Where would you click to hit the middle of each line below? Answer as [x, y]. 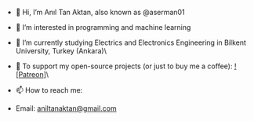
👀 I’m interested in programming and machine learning [103, 27]
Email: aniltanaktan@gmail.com [66, 108]
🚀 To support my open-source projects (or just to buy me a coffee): [124, 66]
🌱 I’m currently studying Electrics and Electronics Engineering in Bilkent [131, 42]
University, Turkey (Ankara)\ [61, 51]
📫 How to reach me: [49, 90]
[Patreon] [31, 74]
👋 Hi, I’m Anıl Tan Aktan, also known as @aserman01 [100, 12]
